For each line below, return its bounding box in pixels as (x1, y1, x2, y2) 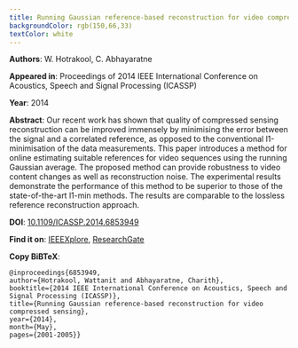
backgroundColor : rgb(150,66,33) (9, 21, 133, 30)
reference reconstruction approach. (9, 200, 140, 210)
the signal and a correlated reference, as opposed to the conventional (9, 134, 264, 145)
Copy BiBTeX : (9, 251, 60, 262)
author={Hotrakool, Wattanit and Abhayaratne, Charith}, (9, 276, 224, 285)
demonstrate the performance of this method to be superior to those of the (9, 181, 284, 192)
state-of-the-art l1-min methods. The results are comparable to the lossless (9, 190, 286, 201)
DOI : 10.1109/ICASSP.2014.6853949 (9, 217, 139, 227)
